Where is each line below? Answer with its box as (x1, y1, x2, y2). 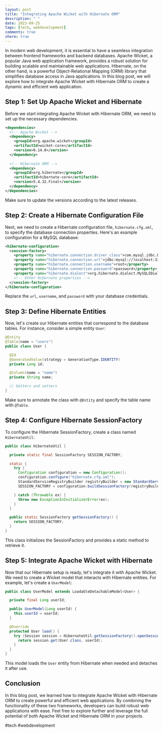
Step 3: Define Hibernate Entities (5, 307, 106, 316)
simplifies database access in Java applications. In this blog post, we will (5, 73, 151, 79)
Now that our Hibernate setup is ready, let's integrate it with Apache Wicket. (5, 569, 157, 575)
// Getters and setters (9, 384, 57, 389)
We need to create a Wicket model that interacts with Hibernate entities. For (5, 574, 157, 580)
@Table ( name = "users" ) (5, 340, 53, 344)
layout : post (5, 7, 32, 12)
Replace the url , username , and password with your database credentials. (5, 293, 149, 299)
